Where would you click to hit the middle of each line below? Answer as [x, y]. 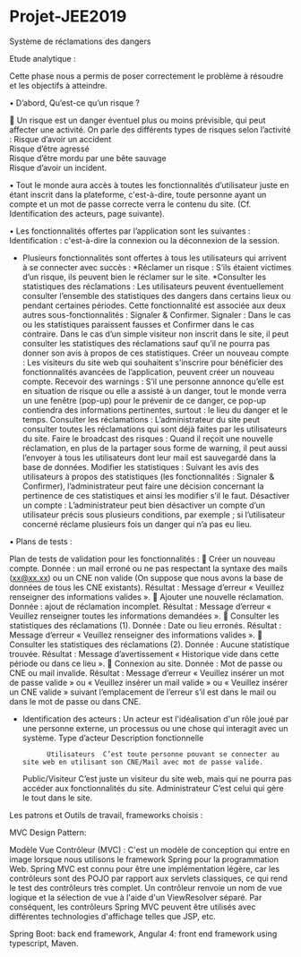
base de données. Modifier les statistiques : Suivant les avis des [141, 466]
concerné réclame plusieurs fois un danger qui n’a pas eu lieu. [137, 524]
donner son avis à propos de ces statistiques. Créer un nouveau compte [155, 353]
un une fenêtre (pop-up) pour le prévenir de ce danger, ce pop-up [144, 400]
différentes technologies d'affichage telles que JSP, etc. [113, 916]
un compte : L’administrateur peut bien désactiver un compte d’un [144, 505]
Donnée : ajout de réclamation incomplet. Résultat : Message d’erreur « [140, 606]
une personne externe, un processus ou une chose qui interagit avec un [155, 728]
